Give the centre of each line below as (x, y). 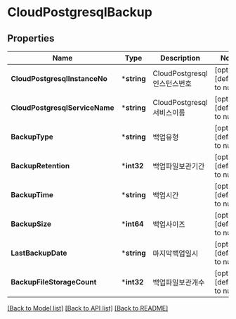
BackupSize (31, 224)
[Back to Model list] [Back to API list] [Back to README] (88, 308)
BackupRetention (40, 166)
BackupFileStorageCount (54, 282)
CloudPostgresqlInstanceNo (59, 79)
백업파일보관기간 (179, 166)
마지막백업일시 (176, 253)
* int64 (132, 224)
